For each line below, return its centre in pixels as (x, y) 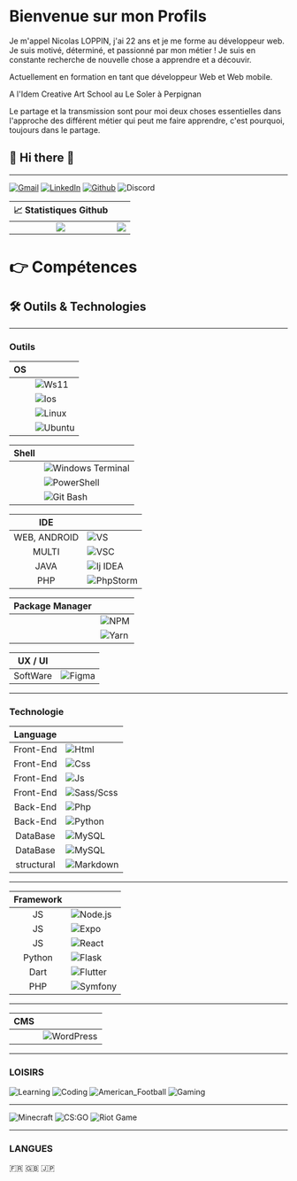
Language (35, 734)
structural (35, 865)
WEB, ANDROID (46, 538)
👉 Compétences (73, 267)
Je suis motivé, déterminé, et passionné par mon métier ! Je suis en (133, 50)
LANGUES (31, 1148)
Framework (38, 899)
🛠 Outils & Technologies (78, 307)
